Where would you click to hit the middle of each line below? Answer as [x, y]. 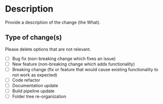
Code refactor [26, 80]
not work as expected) [35, 75]
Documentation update [35, 85]
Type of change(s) [34, 37]
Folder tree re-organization [39, 97]
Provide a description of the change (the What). [53, 22]
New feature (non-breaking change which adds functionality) [73, 64]
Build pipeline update [33, 91]
